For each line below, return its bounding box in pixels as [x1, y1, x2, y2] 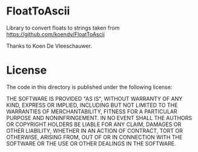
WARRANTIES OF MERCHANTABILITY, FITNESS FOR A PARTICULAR [6, 107, 177, 115]
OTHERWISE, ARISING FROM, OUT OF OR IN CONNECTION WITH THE [6, 133, 183, 141]
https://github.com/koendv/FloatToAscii [6, 30, 105, 37]
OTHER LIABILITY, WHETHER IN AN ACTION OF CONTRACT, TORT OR [6, 127, 183, 134]
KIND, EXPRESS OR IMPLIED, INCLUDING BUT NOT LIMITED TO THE [6, 101, 178, 109]
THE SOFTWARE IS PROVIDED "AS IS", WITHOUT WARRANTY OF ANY [6, 95, 183, 102]
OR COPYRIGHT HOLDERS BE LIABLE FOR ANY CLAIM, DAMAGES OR [6, 121, 182, 128]
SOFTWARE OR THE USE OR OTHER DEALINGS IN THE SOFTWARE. [6, 140, 176, 147]
